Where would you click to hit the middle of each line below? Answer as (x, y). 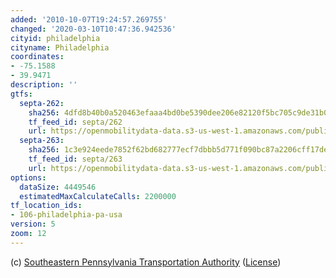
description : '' (44, 85)
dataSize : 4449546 (58, 187)
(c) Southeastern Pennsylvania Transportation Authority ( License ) (146, 262)
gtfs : (21, 94)
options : (28, 177)
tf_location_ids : (46, 206)
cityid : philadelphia (55, 38)
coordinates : (37, 57)
